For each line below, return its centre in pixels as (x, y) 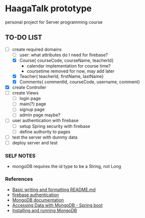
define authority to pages (45, 132)
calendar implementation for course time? (69, 66)
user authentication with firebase (45, 121)
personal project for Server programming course (54, 22)
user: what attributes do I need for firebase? (64, 55)
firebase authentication (35, 195)
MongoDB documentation (38, 200)
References (19, 179)
